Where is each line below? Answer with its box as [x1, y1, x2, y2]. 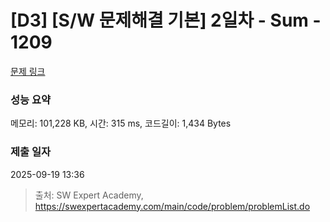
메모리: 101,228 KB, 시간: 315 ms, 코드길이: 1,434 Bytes [10, 117, 232, 130]
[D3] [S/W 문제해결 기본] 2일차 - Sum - [10, 9, 322, 32]
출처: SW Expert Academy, [34, 189, 144, 201]
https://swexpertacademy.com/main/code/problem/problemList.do [34, 200, 311, 212]
